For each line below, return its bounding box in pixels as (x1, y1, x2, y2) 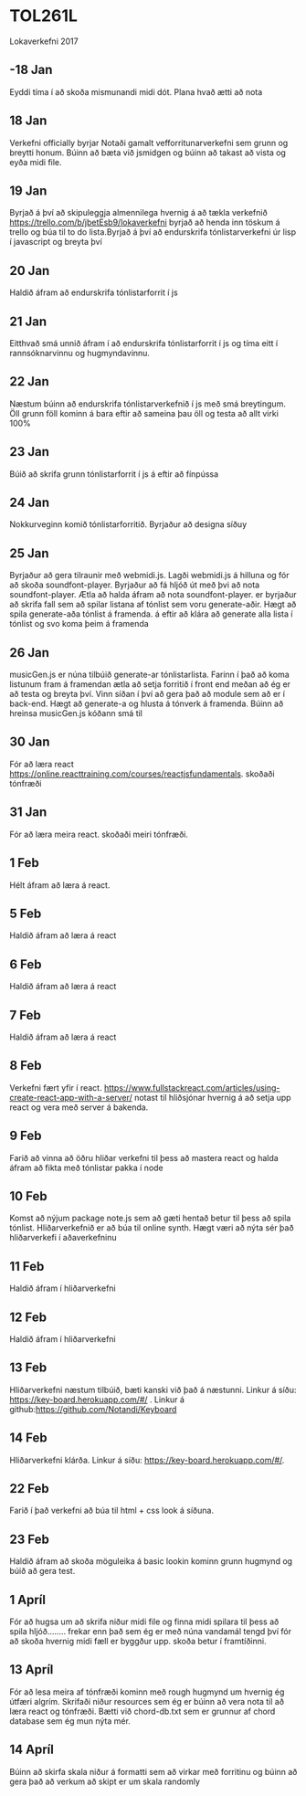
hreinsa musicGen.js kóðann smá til (9, 708, 143, 719)
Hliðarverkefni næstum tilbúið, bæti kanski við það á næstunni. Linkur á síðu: (9, 1384, 297, 1395)
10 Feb (9, 1189, 47, 1204)
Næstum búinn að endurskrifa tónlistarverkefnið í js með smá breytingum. (9, 398, 286, 409)
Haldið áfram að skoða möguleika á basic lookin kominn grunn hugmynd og (9, 1556, 293, 1567)
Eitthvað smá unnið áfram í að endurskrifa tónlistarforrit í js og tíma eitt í (9, 338, 279, 348)
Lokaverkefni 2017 (9, 36, 79, 47)
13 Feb (9, 1360, 47, 1376)
